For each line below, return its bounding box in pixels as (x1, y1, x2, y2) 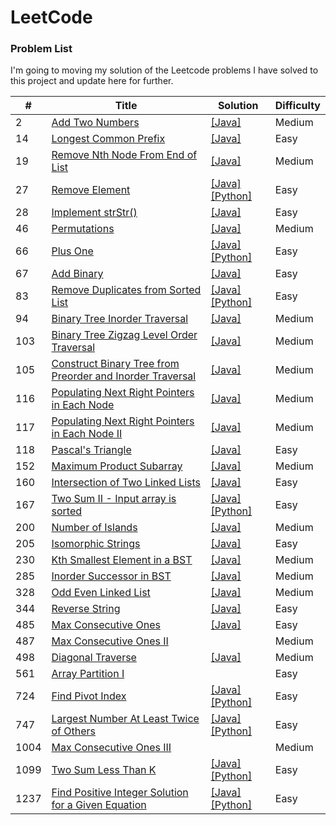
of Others (51, 724, 97, 738)
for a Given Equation (51, 798, 147, 812)
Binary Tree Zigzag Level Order (51, 328, 198, 342)
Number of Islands (51, 521, 138, 535)
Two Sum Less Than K (51, 763, 157, 777)
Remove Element (51, 183, 131, 197)
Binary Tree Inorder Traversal (51, 312, 189, 326)
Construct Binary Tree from (51, 357, 180, 371)
